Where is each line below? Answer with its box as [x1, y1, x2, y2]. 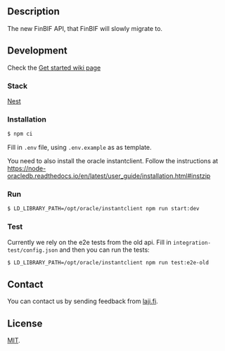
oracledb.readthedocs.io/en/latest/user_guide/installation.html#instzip [7, 172, 211, 180]
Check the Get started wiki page [7, 63, 101, 72]
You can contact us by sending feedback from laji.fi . [7, 297, 158, 305]
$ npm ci [7, 130, 33, 138]
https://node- [7, 165, 46, 173]
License [7, 317, 43, 329]
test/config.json [7, 246, 58, 254]
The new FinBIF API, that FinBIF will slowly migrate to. [7, 24, 163, 32]
